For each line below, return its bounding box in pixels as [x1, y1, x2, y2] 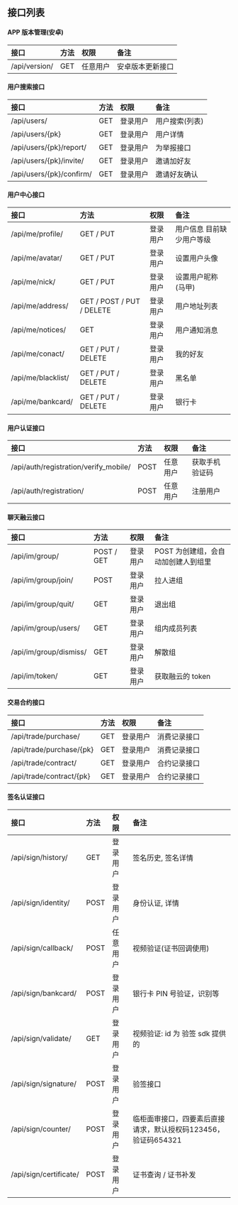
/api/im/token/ [11, 671, 58, 681]
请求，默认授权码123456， [132, 1124, 225, 1134]
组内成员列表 [154, 623, 198, 633]
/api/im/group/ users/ [11, 623, 80, 633]
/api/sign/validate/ [11, 1033, 72, 1043]
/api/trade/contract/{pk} [11, 771, 91, 781]
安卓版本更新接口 [116, 61, 174, 71]
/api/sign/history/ [11, 852, 69, 862]
